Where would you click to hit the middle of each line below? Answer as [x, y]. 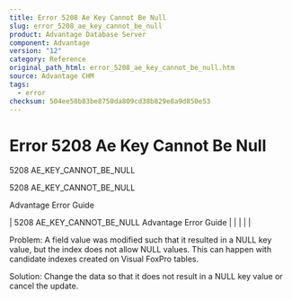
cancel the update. [44, 286]
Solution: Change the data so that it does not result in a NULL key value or [146, 277]
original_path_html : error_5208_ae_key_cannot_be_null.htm [122, 68]
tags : [19, 84]
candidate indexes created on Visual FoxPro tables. [104, 259]
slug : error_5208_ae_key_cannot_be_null [86, 26]
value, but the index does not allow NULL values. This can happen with [141, 250]
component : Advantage [50, 43]
